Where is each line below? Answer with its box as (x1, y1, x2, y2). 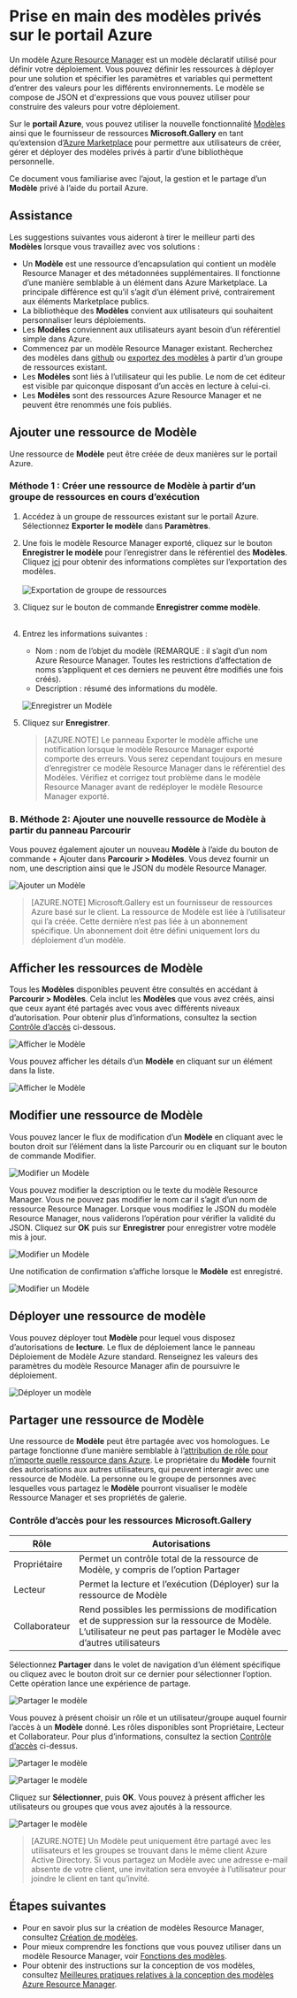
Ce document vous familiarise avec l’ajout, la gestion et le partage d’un (9, 173, 267, 183)
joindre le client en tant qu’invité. (30, 1873, 150, 1884)
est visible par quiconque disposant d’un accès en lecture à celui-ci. (21, 380, 271, 391)
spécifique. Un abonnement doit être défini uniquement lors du (30, 926, 261, 936)
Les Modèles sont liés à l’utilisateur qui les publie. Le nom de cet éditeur (21, 371, 286, 381)
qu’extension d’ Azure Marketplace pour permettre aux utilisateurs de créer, (9, 137, 282, 148)
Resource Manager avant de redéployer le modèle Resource (43, 781, 263, 792)
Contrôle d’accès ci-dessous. (9, 1021, 117, 1032)
